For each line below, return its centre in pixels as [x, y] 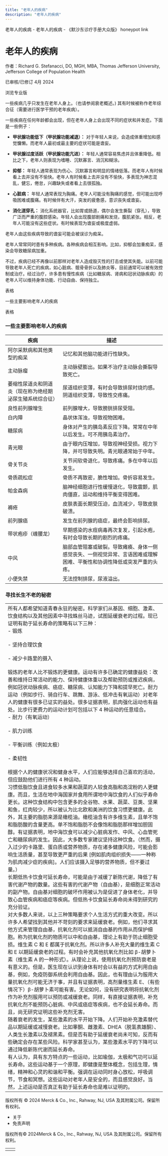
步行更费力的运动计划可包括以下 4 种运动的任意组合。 [86, 710]
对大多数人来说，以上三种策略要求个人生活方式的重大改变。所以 [83, 915]
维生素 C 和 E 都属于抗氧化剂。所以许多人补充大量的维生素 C [89, 945]
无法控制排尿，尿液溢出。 [92, 579]
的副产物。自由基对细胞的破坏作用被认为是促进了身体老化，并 [80, 892]
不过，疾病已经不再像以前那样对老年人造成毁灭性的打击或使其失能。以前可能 [84, 261]
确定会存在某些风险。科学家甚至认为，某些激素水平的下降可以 [85, 1042]
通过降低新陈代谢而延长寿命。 [43, 1050]
